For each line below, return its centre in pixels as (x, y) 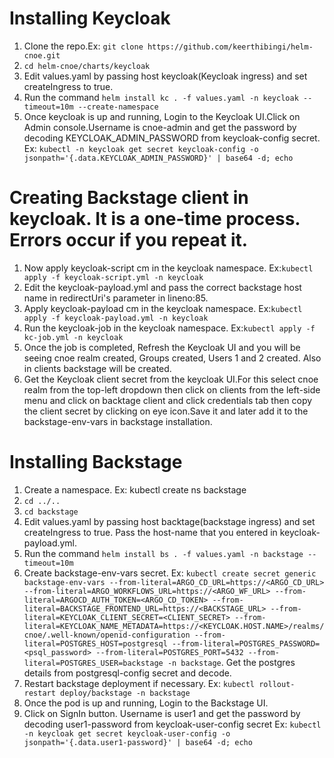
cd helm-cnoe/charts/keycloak (87, 66)
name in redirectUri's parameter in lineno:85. (116, 298)
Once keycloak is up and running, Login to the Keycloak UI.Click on (162, 116)
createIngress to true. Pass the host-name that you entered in (150, 532)
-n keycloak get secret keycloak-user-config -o (127, 733)
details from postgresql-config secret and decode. (127, 673)
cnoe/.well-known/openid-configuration (107, 635)
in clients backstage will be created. (97, 368)
